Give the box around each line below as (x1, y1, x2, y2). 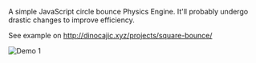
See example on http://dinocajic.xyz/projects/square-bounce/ (8, 31, 213, 40)
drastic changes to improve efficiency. (8, 15, 135, 25)
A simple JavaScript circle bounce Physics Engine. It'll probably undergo (8, 7, 249, 16)
